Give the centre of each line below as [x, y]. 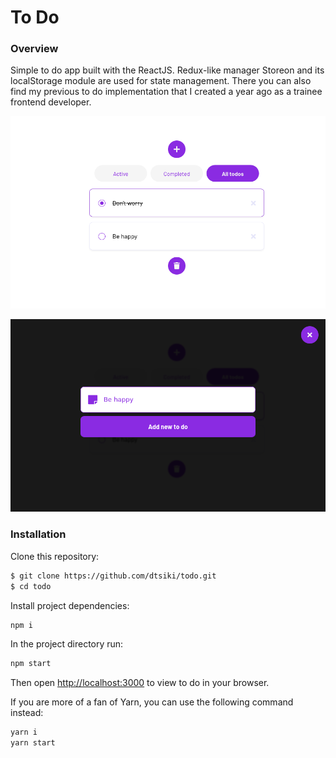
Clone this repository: [55, 556]
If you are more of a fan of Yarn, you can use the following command [152, 702]
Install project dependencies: [70, 605]
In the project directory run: [67, 644]
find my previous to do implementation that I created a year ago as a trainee [166, 92]
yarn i [24, 732]
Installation [38, 534]
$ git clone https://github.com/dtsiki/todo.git [113, 576]
